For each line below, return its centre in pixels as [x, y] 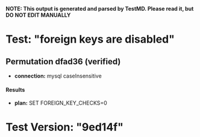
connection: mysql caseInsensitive [58, 76]
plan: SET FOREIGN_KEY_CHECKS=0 [61, 103]
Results [15, 90]
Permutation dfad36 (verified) [63, 62]
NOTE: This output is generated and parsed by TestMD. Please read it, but [100, 9]
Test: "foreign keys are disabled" [90, 39]
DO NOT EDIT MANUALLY [38, 15]
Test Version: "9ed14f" [65, 127]
